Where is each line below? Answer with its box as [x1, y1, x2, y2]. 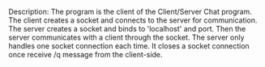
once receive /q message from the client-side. [8, 50, 163, 59]
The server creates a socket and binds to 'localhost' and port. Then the [8, 24, 246, 33]
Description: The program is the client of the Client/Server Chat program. [8, 7, 253, 16]
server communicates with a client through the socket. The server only [8, 32, 245, 42]
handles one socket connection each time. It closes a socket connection [8, 41, 250, 51]
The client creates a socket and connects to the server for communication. [8, 15, 258, 25]
